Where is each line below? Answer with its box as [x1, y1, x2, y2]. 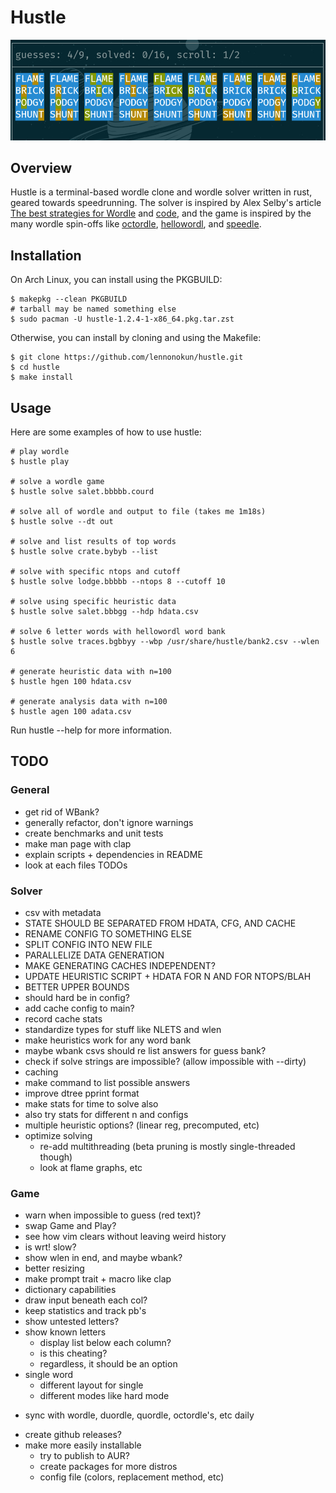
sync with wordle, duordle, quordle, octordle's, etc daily [24, 1409, 255, 1421]
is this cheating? [39, 1347, 108, 1360]
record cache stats [24, 1012, 103, 1025]
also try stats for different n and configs [24, 1108, 189, 1120]
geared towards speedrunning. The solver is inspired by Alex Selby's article [10, 197, 322, 209]
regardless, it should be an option [39, 1358, 178, 1370]
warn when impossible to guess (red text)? [24, 1209, 202, 1221]
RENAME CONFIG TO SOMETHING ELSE [24, 927, 193, 940]
